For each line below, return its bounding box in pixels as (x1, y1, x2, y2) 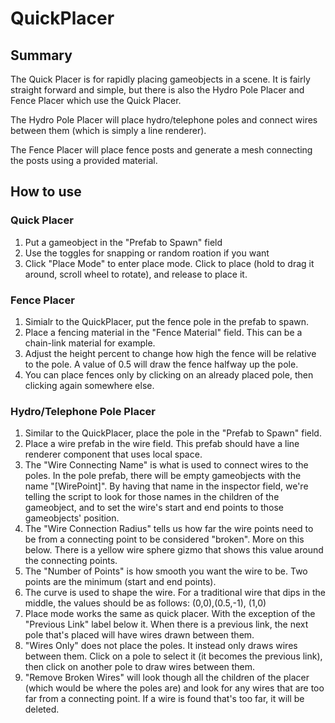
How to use (10, 183, 82, 201)
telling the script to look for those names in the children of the (24, 491, 280, 503)
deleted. (24, 703, 60, 716)
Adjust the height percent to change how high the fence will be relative (24, 347, 317, 359)
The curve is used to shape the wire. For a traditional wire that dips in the (24, 587, 327, 599)
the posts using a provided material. (10, 155, 158, 166)
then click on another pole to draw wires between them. (24, 661, 256, 673)
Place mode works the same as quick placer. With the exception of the (24, 608, 316, 620)
